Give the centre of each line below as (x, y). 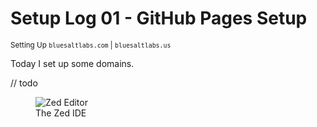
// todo (24, 83)
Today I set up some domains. (72, 63)
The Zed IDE (61, 113)
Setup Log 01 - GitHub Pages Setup (159, 18)
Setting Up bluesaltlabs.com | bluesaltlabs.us (91, 45)
